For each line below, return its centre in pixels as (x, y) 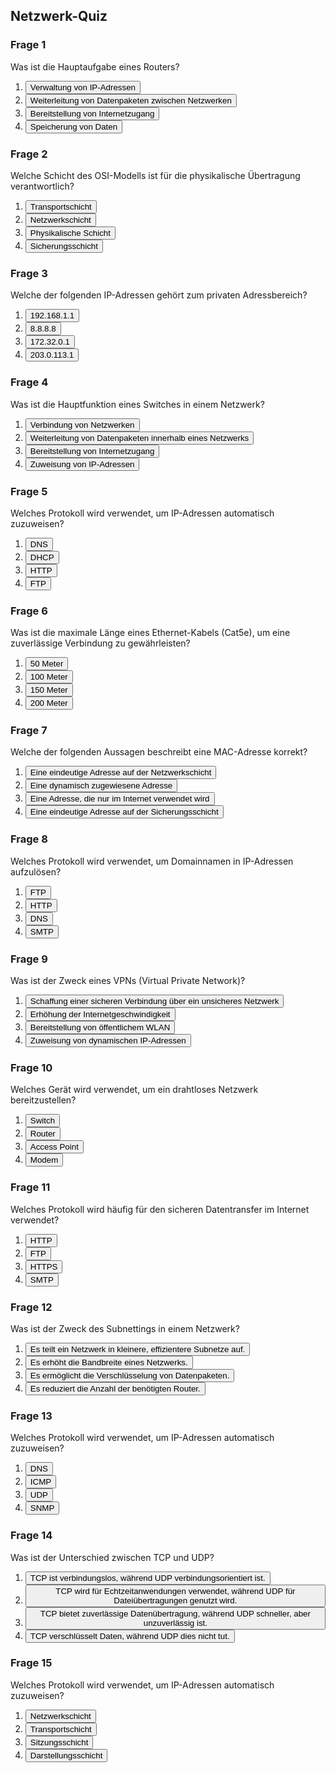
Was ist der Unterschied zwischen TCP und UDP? (112, 1557)
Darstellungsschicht (66, 1755)
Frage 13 (31, 1416)
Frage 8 (29, 839)
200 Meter (48, 703)
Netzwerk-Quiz (59, 16)
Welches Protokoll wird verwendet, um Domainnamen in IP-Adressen (152, 861)
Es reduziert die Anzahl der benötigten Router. (115, 1388)
